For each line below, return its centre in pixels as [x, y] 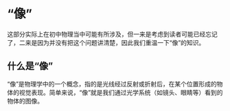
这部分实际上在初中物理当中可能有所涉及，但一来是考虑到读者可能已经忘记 [112, 34]
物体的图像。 [25, 101]
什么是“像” [30, 66]
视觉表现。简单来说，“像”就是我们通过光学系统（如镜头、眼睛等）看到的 [121, 92]
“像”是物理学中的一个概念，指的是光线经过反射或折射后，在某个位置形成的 [112, 84]
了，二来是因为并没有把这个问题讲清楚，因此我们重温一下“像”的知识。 [106, 42]
